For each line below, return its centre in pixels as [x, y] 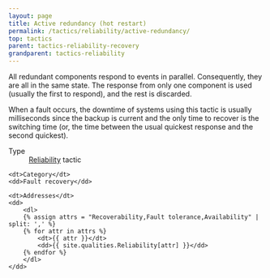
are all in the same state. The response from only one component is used [131, 85]
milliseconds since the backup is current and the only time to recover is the [134, 118]
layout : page [30, 16]
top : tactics [30, 38]
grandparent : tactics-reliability [67, 53]
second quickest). [39, 135]
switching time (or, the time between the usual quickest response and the [131, 127]
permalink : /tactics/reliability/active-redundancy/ [99, 31]
